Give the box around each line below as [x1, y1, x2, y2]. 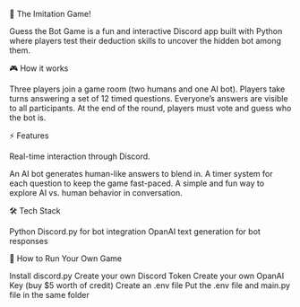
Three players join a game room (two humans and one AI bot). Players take [9, 83, 286, 94]
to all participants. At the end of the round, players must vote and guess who [9, 103, 292, 113]
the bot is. [9, 112, 47, 123]
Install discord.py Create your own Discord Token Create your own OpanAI [9, 270, 285, 281]
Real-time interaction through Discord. [9, 151, 150, 162]
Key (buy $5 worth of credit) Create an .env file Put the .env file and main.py [9, 280, 291, 291]
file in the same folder [9, 290, 90, 300]
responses [9, 236, 48, 246]
